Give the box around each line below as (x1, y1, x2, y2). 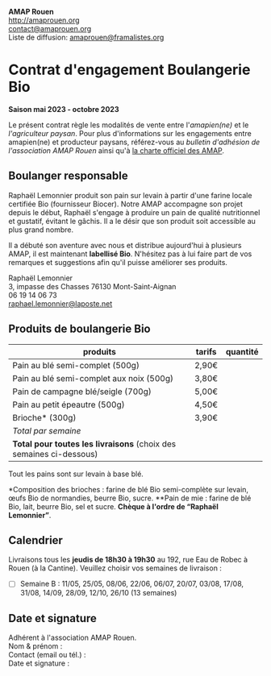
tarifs (195, 346, 217, 357)
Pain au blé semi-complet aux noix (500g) (12, 372, 174, 384)
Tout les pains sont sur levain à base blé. (8, 469, 144, 479)
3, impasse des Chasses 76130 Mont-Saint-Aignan (8, 281, 177, 291)
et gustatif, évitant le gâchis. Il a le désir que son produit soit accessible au (8, 216, 256, 226)
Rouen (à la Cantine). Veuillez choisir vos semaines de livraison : (8, 563, 222, 573)
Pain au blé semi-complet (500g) (12, 359, 140, 371)
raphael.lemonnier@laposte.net (8, 298, 113, 309)
